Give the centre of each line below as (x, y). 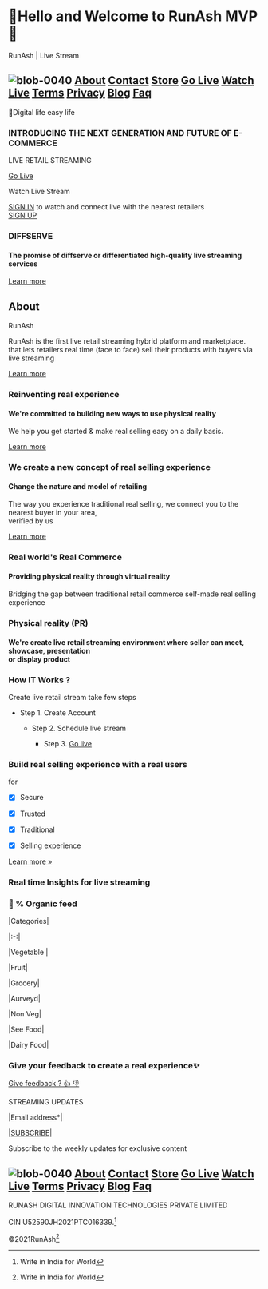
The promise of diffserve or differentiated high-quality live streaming (125, 255)
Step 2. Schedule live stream (79, 728)
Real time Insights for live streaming (79, 882)
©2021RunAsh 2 (34, 1238)
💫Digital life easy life (42, 112)
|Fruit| (18, 967)
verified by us (31, 521)
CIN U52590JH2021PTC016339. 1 (63, 1221)
